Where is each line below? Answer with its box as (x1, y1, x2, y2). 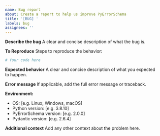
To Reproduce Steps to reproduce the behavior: (5, 48, 102, 54)
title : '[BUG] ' (5, 16, 38, 21)
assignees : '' (5, 25, 34, 30)
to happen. (5, 72, 27, 77)
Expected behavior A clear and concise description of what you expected (5, 67, 156, 72)
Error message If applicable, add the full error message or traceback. (5, 81, 146, 87)
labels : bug (5, 21, 30, 26)
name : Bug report (5, 7, 41, 12)
